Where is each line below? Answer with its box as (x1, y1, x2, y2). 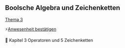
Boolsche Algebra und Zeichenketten (5, 4, 121, 12)
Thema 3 (5, 16, 23, 22)
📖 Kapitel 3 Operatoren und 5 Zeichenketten (5, 37, 93, 43)
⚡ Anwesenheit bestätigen (5, 26, 57, 32)
